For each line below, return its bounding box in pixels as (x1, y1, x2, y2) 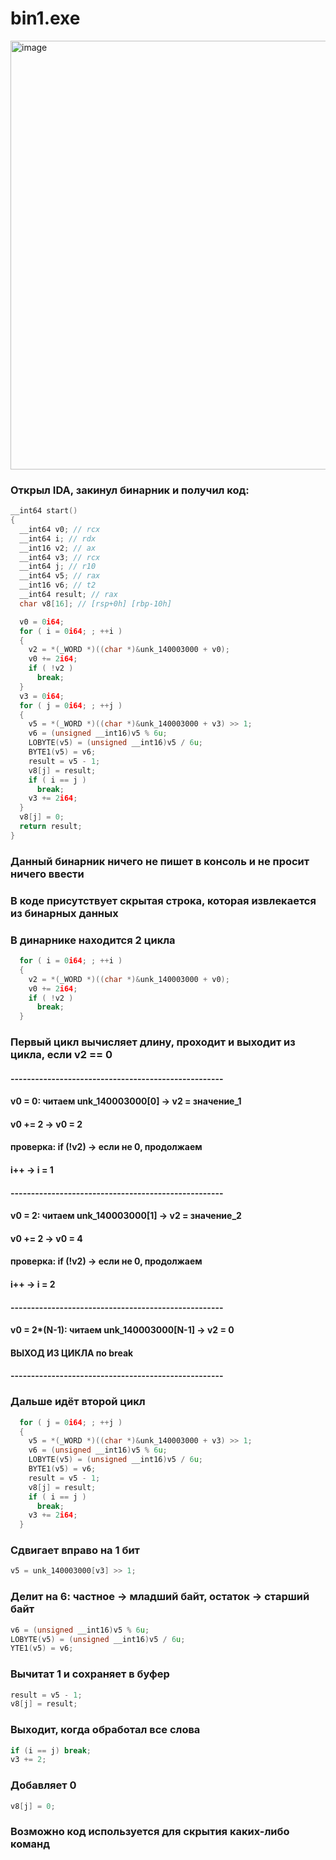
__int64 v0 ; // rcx (19, 524, 101, 534)
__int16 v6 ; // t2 (19, 580, 97, 591)
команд (10, 1837, 50, 1851)
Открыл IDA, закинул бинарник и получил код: (10, 483, 250, 497)
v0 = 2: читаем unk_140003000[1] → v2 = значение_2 (10, 1210, 242, 1222)
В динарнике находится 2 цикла (10, 933, 176, 947)
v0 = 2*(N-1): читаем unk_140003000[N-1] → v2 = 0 (10, 1324, 235, 1336)
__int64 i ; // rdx (19, 533, 97, 544)
